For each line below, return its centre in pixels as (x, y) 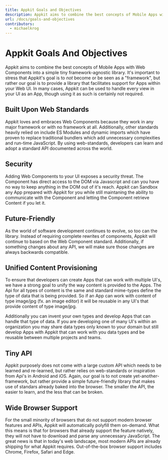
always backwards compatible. (37, 252)
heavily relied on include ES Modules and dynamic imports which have (78, 132)
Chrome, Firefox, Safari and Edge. (40, 451)
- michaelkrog (24, 29)
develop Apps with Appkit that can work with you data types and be (75, 332)
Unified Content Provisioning (51, 268)
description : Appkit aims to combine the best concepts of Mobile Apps (81, 15)
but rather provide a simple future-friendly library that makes (92, 381)
